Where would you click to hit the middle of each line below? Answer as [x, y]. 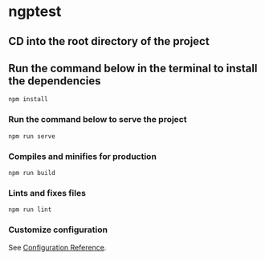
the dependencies [55, 81]
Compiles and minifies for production [82, 156]
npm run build [32, 173]
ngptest [35, 12]
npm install [28, 100]
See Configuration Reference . [57, 247]
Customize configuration [58, 230]
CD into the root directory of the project [109, 41]
